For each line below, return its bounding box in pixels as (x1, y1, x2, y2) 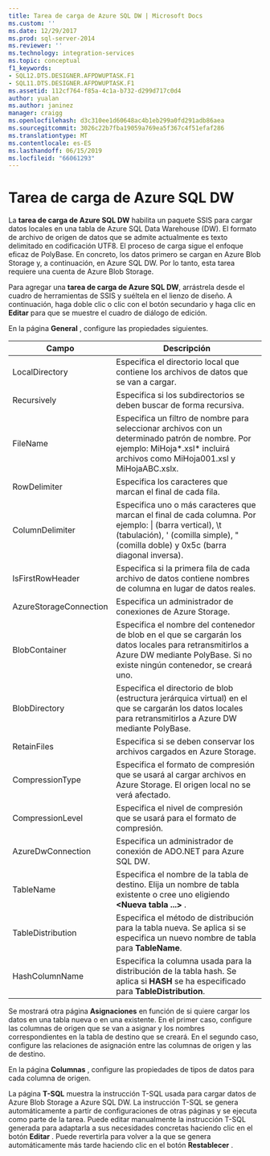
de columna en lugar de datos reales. (116, 583, 256, 595)
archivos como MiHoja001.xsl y (116, 453, 235, 464)
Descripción (163, 343, 211, 354)
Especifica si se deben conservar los (116, 736, 255, 748)
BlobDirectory (12, 702, 65, 714)
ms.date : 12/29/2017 (8, 27, 78, 35)
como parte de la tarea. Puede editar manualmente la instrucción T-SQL (8, 1115, 247, 1125)
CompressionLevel (12, 813, 83, 824)
